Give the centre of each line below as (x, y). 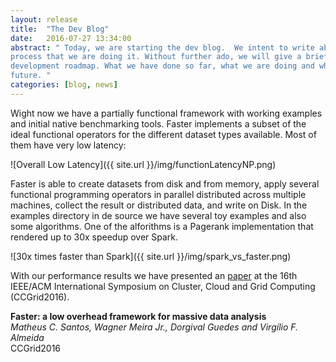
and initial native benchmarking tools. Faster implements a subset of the (158, 123)
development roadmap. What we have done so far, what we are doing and (162, 66)
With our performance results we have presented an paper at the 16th (154, 275)
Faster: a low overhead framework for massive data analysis (138, 316)
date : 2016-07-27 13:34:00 (71, 38)
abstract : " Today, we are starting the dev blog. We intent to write (162, 47)
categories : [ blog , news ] (64, 85)
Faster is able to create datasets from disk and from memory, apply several (165, 183)
